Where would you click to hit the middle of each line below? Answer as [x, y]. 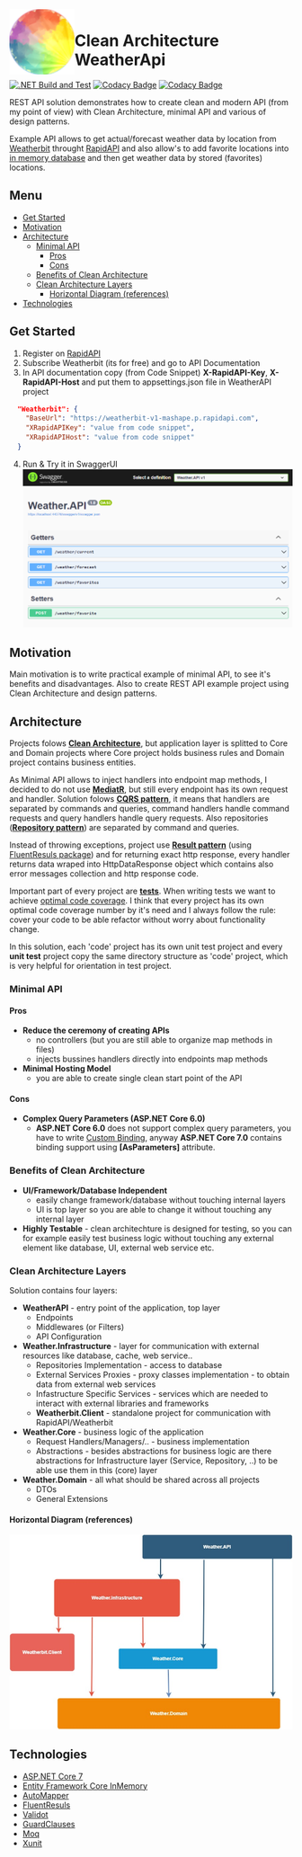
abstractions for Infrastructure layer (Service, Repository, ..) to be [157, 1461]
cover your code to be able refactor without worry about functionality [138, 920]
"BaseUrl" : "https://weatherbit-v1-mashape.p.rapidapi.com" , [142, 418]
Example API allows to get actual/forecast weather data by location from [143, 138]
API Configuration [68, 1337]
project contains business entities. [73, 762]
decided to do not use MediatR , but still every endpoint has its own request [149, 789]
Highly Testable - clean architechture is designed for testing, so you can [157, 1228]
